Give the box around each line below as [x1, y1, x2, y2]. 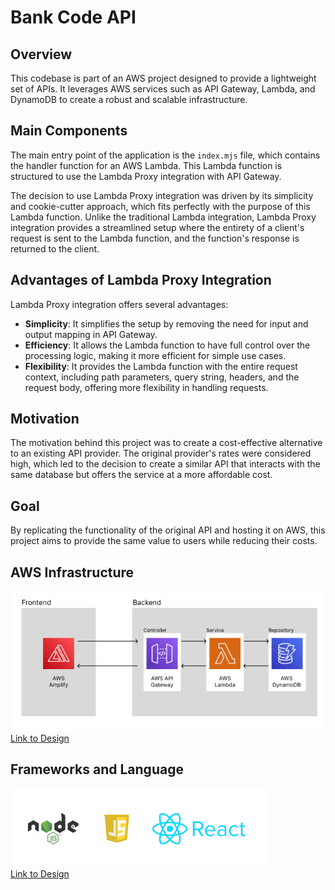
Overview [10, 46, 73, 63]
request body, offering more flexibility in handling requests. [24, 381, 269, 393]
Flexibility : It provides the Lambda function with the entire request [24, 360, 298, 372]
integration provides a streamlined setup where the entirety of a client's [10, 221, 305, 233]
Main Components [10, 122, 128, 140]
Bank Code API [10, 6, 137, 29]
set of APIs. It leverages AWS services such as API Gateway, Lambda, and [10, 83, 316, 95]
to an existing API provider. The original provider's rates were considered [10, 447, 312, 460]
